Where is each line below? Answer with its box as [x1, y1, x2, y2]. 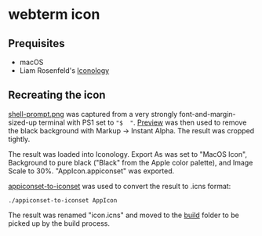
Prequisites [8, 37, 65, 50]
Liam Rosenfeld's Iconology [19, 66, 110, 75]
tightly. [8, 134, 31, 143]
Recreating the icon [8, 89, 106, 102]
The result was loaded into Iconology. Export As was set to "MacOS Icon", [8, 149, 247, 158]
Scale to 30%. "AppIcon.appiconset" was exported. [8, 166, 175, 176]
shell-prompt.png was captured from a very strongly [8, 109, 178, 118]
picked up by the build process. [8, 218, 110, 228]
